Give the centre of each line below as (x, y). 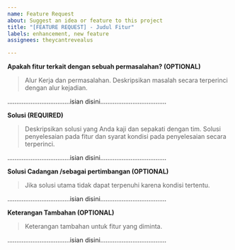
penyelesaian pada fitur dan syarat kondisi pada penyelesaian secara (125, 137)
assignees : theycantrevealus (50, 40)
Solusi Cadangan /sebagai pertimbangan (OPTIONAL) (88, 171)
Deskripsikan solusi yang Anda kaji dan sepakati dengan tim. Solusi (123, 129)
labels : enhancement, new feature (58, 34)
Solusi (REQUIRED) (35, 115)
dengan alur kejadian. (56, 88)
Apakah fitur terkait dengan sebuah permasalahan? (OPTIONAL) (104, 67)
